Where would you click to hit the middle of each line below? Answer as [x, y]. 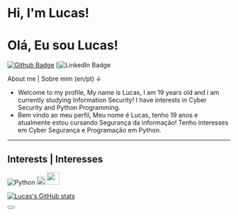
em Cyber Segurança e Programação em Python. [89, 130]
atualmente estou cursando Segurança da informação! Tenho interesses [123, 123]
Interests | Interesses [55, 159]
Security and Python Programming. [69, 108]
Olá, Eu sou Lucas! [63, 46]
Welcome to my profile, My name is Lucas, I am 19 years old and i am [118, 93]
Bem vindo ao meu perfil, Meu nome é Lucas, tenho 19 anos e [108, 115]
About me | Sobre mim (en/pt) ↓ [54, 79]
